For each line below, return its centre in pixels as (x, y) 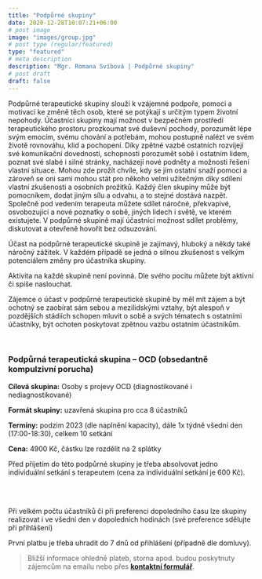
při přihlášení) (31, 527)
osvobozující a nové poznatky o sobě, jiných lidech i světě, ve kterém (120, 212)
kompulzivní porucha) (51, 370)
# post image (29, 30)
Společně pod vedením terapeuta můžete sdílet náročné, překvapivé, (120, 203)
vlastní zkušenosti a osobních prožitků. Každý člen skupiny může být (120, 187)
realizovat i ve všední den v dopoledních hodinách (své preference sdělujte (129, 519)
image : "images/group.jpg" (52, 37)
